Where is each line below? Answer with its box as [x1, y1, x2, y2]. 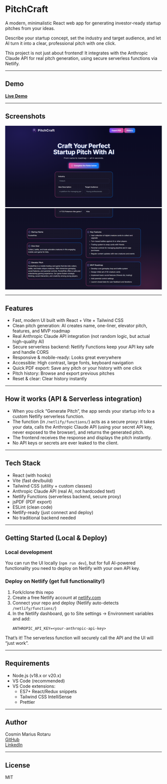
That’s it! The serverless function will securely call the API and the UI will [5, 635, 154, 641]
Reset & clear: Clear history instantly [12, 376, 87, 382]
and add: [12, 615, 31, 622]
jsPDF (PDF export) [12, 499, 52, 505]
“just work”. [5, 640, 29, 646]
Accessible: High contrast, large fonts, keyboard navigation [12, 360, 134, 366]
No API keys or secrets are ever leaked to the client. [12, 440, 119, 446]
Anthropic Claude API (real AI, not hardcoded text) [12, 488, 116, 494]
